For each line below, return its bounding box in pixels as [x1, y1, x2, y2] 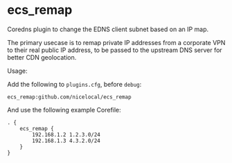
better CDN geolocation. [7, 53, 77, 61]
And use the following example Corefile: [7, 105, 121, 114]
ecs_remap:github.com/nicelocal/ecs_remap [7, 93, 132, 101]
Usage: [7, 67, 28, 75]
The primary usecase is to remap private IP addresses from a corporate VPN [7, 38, 226, 46]
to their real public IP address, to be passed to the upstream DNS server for [7, 46, 223, 54]
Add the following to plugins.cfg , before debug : [7, 80, 142, 88]
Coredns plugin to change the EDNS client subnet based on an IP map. [7, 25, 209, 33]
